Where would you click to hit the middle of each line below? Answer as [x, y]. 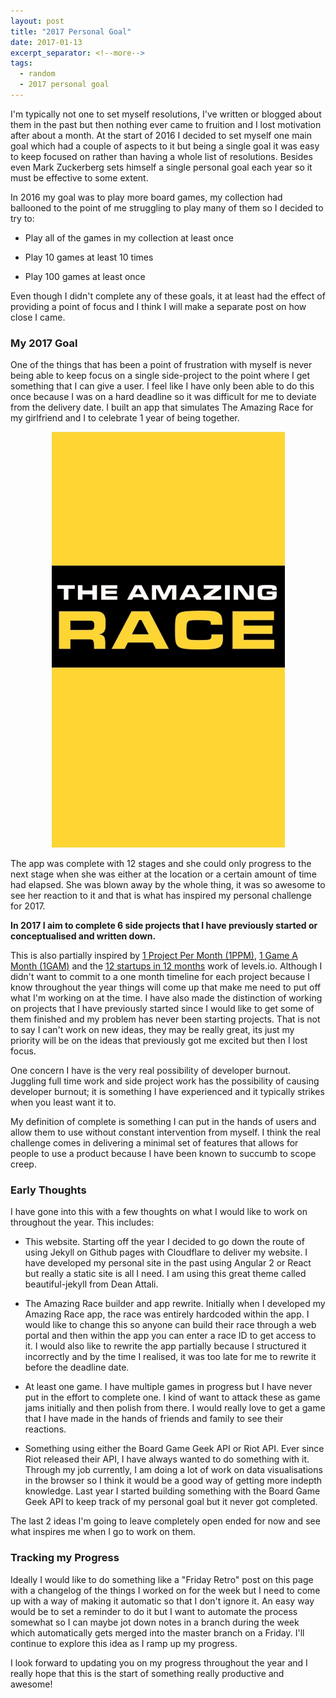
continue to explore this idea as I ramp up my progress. [124, 1643]
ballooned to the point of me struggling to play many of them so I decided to [167, 207]
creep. [23, 1164]
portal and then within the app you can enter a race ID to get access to [170, 1336]
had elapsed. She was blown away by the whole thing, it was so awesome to [168, 885]
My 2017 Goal [44, 343]
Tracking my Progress [65, 1558]
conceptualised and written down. [83, 936]
